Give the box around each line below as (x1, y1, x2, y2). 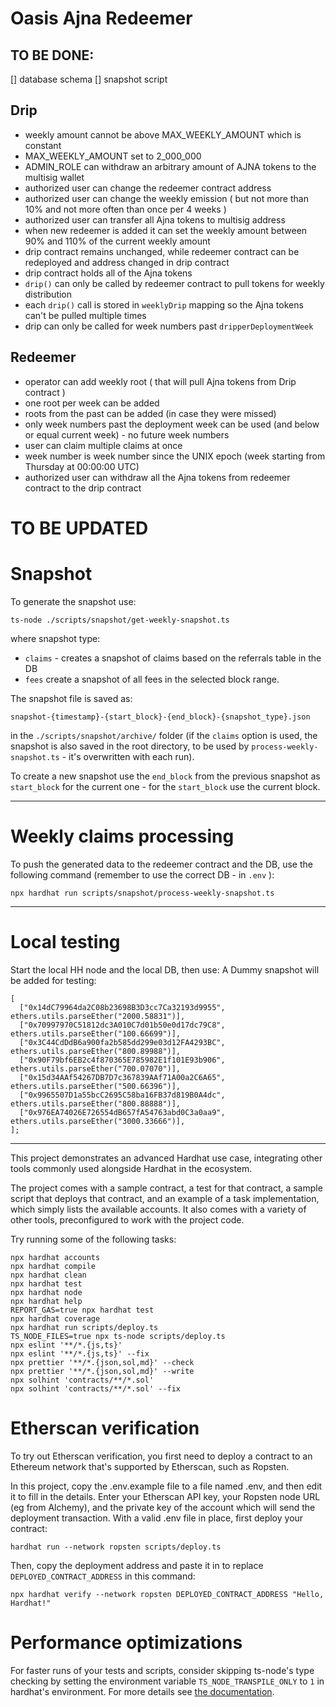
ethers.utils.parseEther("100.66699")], (10, 1028, 182, 1039)
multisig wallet (24, 171, 85, 183)
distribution (24, 288, 73, 300)
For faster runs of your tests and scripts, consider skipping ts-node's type (10, 1664, 315, 1676)
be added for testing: (10, 974, 97, 986)
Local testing (10, 930, 121, 953)
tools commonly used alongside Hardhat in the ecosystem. (10, 1162, 253, 1174)
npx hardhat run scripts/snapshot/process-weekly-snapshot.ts (10, 888, 275, 898)
